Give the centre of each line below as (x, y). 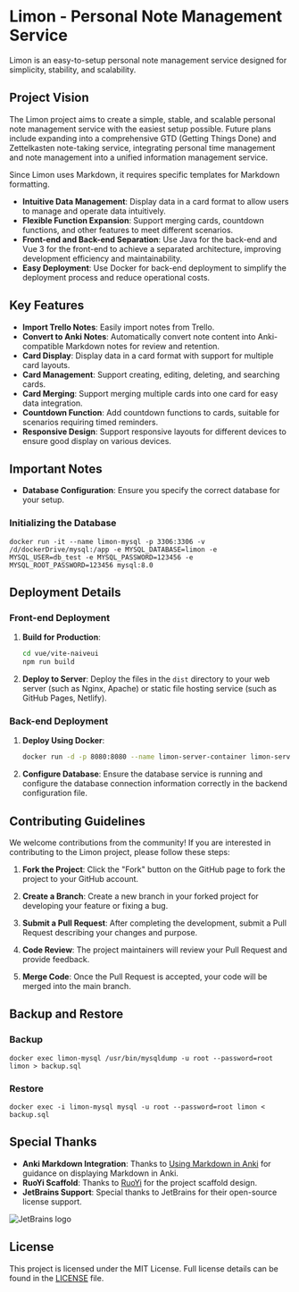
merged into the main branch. (76, 986)
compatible (43, 346)
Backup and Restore (66, 1015)
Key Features (47, 306)
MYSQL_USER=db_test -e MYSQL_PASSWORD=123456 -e (101, 557)
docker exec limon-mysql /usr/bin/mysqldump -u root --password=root (141, 1058)
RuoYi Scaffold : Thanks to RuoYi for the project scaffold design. (139, 1182)
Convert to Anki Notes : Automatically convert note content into (139, 336)
